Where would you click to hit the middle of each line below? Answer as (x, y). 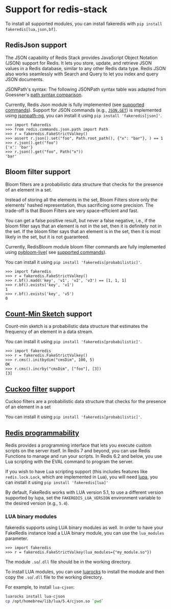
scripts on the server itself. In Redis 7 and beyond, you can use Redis (78, 451)
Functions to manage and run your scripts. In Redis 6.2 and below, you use (84, 456)
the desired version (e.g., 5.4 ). (37, 503)
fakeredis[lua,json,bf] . (31, 29)
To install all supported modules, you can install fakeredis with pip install (84, 24)
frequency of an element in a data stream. (49, 332)
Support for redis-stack (56, 9)
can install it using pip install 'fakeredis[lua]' (57, 482)
